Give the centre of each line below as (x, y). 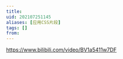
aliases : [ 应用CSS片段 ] (33, 22)
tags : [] (17, 28)
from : (13, 33)
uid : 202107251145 (29, 17)
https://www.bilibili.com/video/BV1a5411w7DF (61, 50)
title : (14, 11)
